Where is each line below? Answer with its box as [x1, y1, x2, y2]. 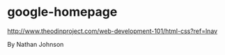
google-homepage [7, 4, 118, 20]
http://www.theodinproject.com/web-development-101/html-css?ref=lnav [7, 27, 218, 35]
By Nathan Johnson [7, 40, 64, 48]
